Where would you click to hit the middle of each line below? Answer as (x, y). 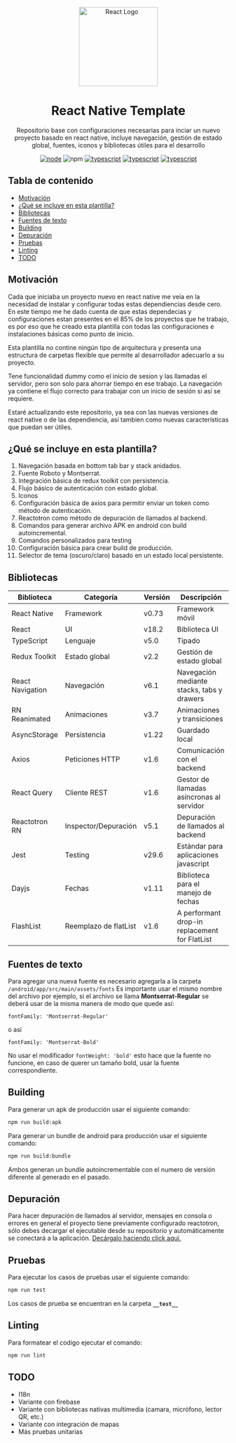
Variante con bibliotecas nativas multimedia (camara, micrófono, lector (120, 1409)
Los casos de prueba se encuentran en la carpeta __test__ (93, 1304)
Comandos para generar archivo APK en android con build (102, 525)
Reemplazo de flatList (100, 926)
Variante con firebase (49, 1402)
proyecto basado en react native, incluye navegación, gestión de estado (118, 138)
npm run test (27, 1290)
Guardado (193, 731)
